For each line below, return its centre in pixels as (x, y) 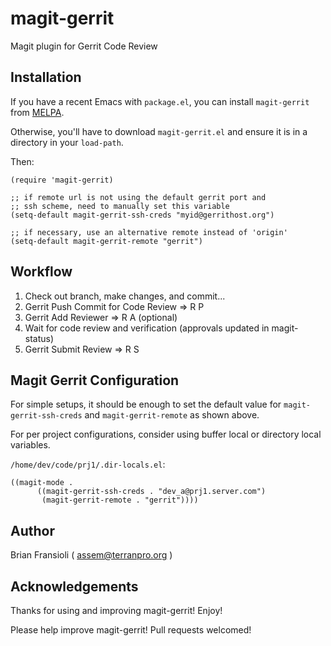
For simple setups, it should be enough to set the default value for (146, 404)
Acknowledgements (74, 586)
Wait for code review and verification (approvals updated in (147, 328)
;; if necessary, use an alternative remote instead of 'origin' (149, 232)
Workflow (41, 272)
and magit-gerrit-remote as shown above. (172, 415)
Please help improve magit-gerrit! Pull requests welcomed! (131, 630)
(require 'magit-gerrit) (62, 180)
